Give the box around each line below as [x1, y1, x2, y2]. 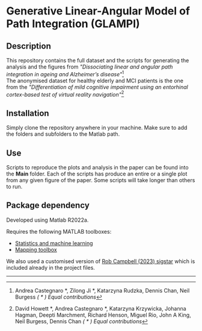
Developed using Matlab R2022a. [6, 216, 89, 223]
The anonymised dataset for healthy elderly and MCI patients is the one [6, 77, 183, 84]
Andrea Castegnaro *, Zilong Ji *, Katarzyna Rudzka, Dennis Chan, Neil [14, 287, 190, 294]
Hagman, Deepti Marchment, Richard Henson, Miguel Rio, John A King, [14, 311, 191, 318]
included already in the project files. [6, 264, 95, 271]
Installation [6, 108, 49, 118]
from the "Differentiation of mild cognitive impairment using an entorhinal [6, 83, 188, 91]
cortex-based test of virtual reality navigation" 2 [6, 90, 124, 98]
